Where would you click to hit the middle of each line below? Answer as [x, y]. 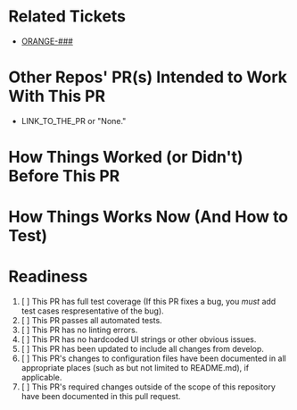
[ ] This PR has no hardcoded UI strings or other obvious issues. [139, 339]
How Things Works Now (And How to [148, 217]
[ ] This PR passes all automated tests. [91, 321]
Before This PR [64, 176]
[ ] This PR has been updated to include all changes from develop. [143, 349]
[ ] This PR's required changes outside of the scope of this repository [148, 387]
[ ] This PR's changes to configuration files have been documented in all [153, 358]
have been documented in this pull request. [101, 397]
